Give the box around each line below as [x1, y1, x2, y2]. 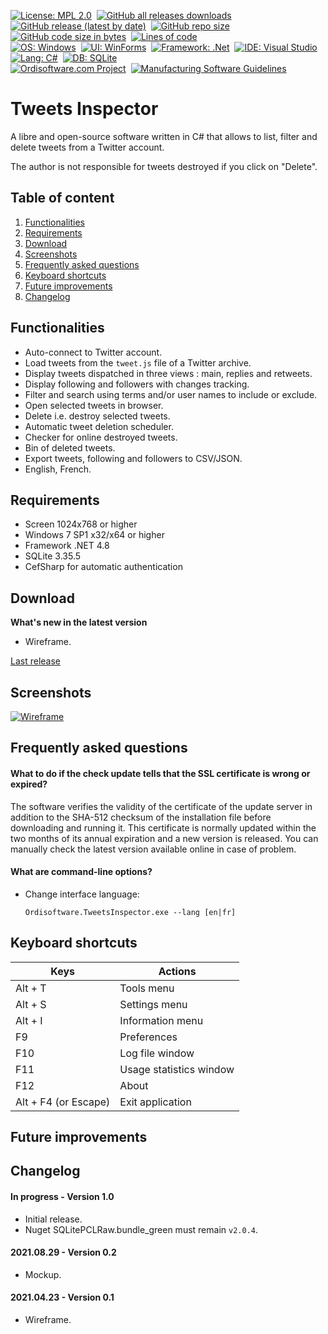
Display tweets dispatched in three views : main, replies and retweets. [24, 367, 313, 379]
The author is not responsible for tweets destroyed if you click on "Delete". [10, 160, 318, 172]
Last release [10, 655, 61, 667]
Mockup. [24, 1268, 62, 1280]
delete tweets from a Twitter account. [10, 141, 165, 153]
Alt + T [15, 981, 47, 995]
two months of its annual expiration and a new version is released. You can [10, 832, 319, 844]
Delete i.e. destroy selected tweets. [24, 410, 171, 422]
